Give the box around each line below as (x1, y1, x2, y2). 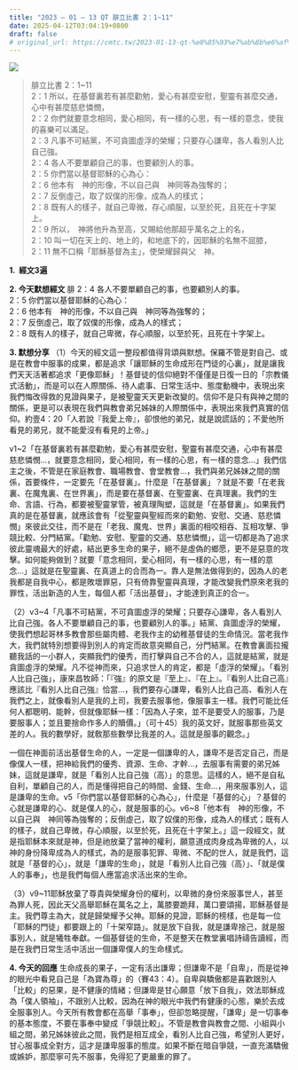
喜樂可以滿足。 (38, 124, 94, 135)
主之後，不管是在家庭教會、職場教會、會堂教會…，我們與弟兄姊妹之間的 (9, 466, 273, 476)
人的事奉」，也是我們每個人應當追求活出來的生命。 (9, 869, 192, 880)
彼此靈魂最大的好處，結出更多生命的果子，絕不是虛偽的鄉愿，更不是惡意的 (9, 543, 281, 555)
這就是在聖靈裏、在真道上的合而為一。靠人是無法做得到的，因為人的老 (31, 565, 288, 577)
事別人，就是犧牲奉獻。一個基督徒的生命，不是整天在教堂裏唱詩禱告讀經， (9, 932, 281, 943)
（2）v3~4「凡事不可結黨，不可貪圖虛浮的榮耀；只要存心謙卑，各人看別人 (9, 607, 282, 618)
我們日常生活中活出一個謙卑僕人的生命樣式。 (24, 944, 188, 955)
